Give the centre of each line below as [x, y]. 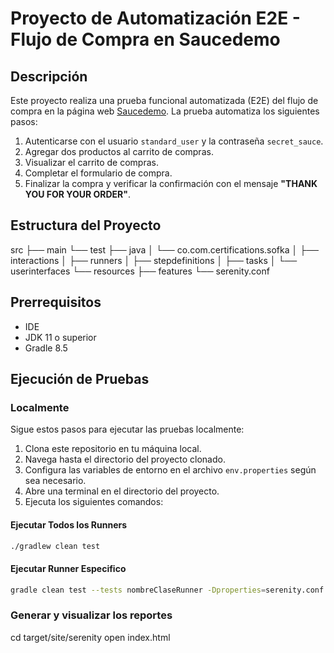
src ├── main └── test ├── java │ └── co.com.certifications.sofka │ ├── [164, 249]
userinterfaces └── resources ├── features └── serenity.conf [140, 271]
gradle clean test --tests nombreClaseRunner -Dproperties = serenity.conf [167, 590]
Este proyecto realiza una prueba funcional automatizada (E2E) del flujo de [164, 100]
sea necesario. [55, 481]
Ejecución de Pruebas [80, 379]
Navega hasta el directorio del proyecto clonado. [125, 459]
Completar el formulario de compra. [98, 173]
